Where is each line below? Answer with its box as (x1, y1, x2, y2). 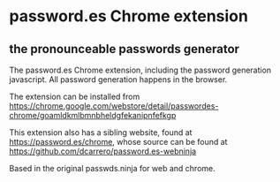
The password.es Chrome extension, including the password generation (9, 64, 272, 75)
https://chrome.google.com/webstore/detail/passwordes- (9, 101, 219, 111)
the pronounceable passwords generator (9, 42, 240, 57)
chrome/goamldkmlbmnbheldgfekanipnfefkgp (9, 110, 177, 120)
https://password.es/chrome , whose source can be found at (9, 137, 228, 147)
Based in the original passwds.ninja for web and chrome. (9, 163, 216, 173)
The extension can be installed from (9, 91, 140, 102)
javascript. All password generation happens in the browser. (9, 74, 228, 85)
